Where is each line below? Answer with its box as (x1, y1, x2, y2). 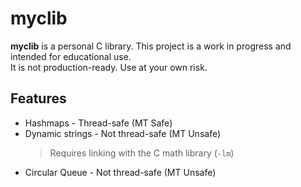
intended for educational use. (10, 50, 132, 62)
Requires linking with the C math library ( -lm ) (49, 147, 235, 159)
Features (10, 90, 67, 107)
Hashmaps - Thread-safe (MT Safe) (24, 117, 173, 129)
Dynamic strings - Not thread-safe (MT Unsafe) (24, 127, 222, 139)
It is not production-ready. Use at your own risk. (10, 61, 208, 73)
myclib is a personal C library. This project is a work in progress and (10, 40, 292, 52)
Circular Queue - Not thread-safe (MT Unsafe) (24, 166, 217, 178)
